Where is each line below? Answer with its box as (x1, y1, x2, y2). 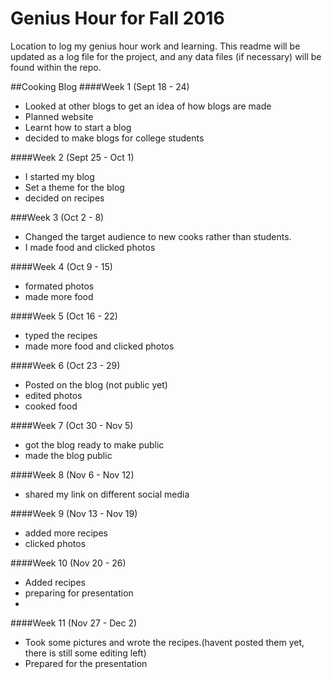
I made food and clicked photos (24, 241, 156, 253)
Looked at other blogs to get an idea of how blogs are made (24, 100, 272, 112)
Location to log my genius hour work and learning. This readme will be (10, 40, 301, 52)
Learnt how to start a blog (24, 121, 132, 133)
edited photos (24, 389, 83, 401)
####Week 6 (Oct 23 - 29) (10, 359, 121, 371)
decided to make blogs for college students (24, 132, 205, 144)
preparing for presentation (24, 587, 134, 599)
